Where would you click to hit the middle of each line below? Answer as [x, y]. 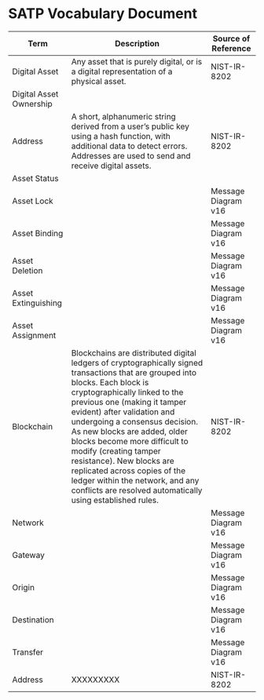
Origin [24, 587]
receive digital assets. [111, 166]
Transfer [28, 652]
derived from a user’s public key [130, 126]
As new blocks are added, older [130, 431]
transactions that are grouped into [134, 372]
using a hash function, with [121, 136]
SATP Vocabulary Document [103, 14]
